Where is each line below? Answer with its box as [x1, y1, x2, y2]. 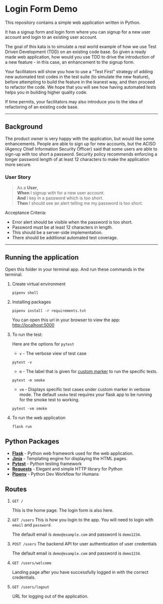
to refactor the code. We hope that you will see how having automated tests [5, 84, 156, 90]
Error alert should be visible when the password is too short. [12, 219, 133, 225]
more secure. [5, 161, 32, 167]
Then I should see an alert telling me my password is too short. [16, 200, 143, 206]
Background [5, 123, 43, 131]
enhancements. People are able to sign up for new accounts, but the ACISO [5, 140, 156, 147]
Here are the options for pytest [12, 341, 74, 347]
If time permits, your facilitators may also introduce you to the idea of [5, 98, 143, 104]
